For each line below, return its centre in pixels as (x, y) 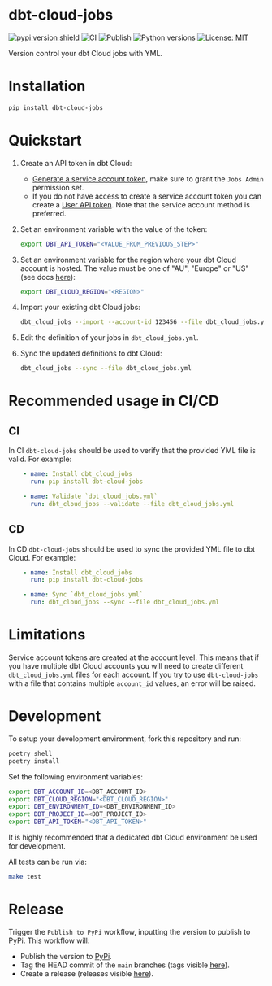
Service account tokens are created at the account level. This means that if (134, 657)
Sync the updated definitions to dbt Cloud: (91, 353)
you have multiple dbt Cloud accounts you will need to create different (126, 665)
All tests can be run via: (47, 862)
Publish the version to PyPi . (66, 956)
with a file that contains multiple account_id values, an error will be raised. (132, 683)
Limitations (47, 635)
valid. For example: (40, 459)
